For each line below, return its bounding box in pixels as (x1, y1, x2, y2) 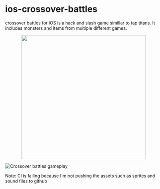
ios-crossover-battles (5, 3, 98, 15)
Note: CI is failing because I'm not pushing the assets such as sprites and (5, 173, 156, 179)
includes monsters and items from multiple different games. (5, 25, 127, 31)
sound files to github (5, 178, 47, 184)
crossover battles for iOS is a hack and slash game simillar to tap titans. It (5, 20, 156, 26)
